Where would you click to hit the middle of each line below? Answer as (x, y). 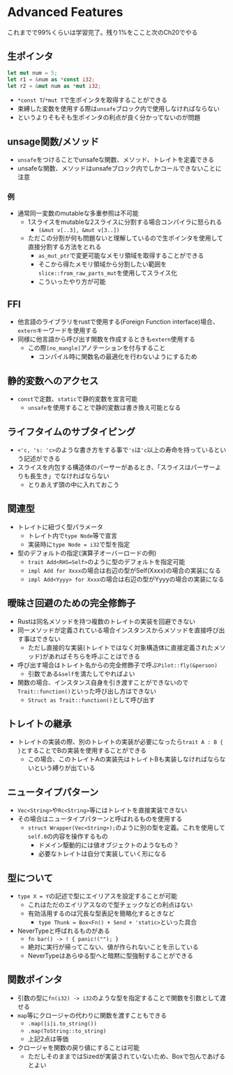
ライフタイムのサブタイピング (72, 432)
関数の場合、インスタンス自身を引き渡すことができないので (103, 682)
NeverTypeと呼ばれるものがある (63, 931)
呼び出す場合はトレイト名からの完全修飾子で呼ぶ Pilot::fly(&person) (117, 665)
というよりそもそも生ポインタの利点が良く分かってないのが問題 (109, 117)
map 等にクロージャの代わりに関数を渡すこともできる (92, 1015)
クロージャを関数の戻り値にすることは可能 (78, 1047)
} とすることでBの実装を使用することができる (82, 751)
